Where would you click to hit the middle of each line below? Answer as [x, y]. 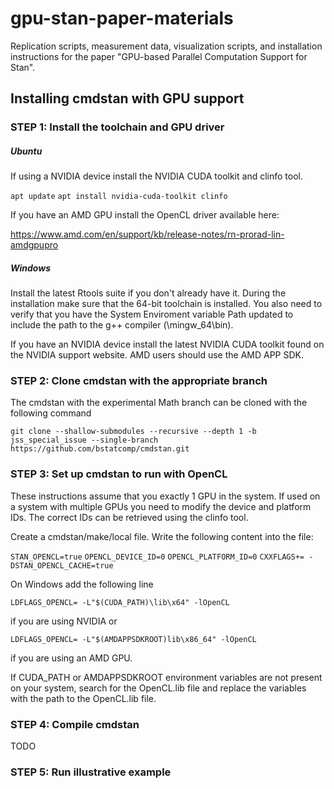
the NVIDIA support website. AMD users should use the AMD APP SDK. [157, 355]
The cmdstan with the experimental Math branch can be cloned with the [159, 403]
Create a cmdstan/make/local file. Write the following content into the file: [162, 536]
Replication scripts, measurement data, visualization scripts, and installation [166, 46]
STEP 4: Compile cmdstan [75, 724]
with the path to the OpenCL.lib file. [83, 698]
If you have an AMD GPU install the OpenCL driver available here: [145, 215]
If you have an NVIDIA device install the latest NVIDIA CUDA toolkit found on [167, 344]
